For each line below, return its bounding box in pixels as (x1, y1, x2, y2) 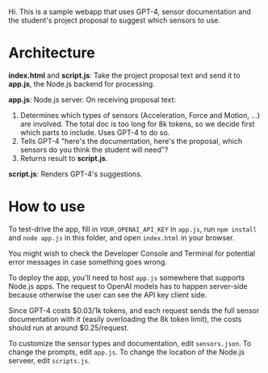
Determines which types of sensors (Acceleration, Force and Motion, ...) (19, 110, 261, 120)
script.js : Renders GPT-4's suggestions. (8, 169, 143, 179)
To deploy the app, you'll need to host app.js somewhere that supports (8, 273, 245, 282)
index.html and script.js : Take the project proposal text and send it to (8, 70, 241, 80)
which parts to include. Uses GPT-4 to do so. (19, 127, 170, 137)
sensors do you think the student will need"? (19, 145, 169, 155)
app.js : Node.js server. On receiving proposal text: (8, 95, 176, 104)
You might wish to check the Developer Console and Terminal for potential (8, 248, 256, 258)
